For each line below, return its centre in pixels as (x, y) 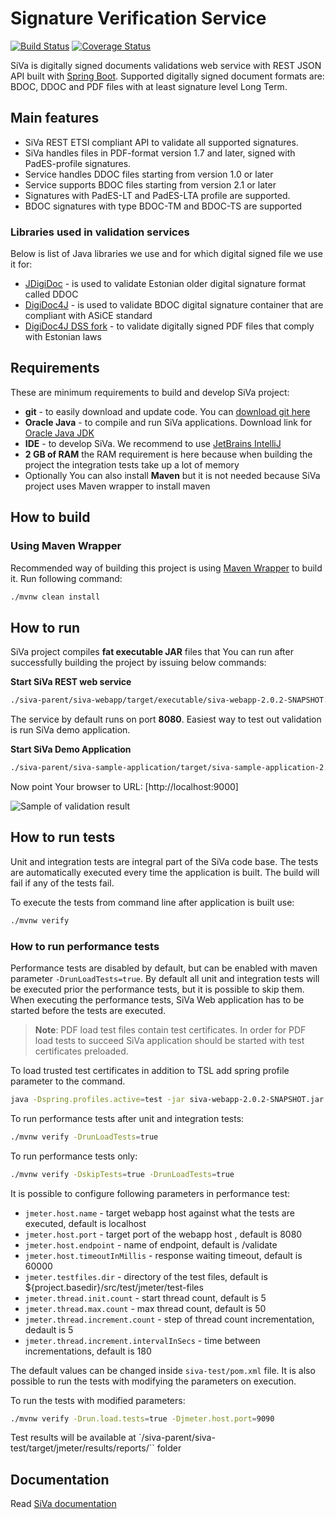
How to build (50, 517)
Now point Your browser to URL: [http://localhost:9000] (124, 786)
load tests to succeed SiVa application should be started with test (169, 1040)
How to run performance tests (85, 946)
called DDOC (51, 294)
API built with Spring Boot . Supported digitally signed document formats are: (167, 76)
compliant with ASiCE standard (88, 316)
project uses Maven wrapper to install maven (117, 486)
